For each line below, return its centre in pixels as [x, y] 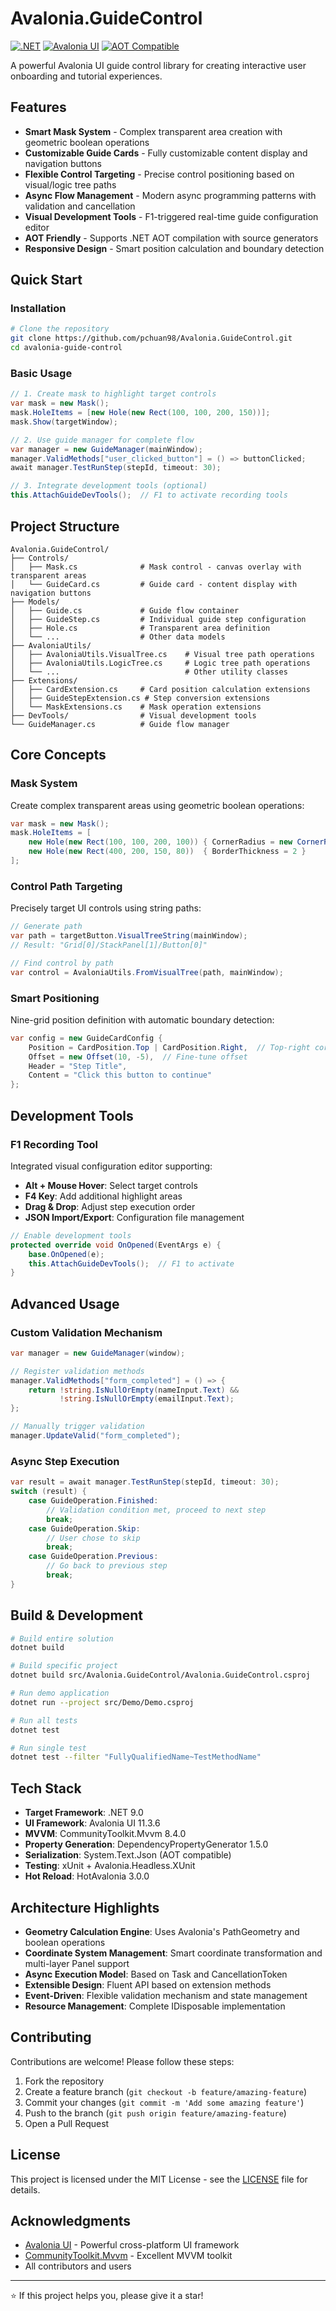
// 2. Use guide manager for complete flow [102, 440]
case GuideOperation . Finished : [93, 1501]
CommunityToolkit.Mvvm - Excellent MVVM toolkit [128, 2256]
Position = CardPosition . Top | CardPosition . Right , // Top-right [169, 1047]
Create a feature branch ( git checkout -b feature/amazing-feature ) [166, 2091]
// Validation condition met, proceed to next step [156, 1510]
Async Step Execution [65, 1461]
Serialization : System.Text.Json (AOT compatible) [128, 1855]
